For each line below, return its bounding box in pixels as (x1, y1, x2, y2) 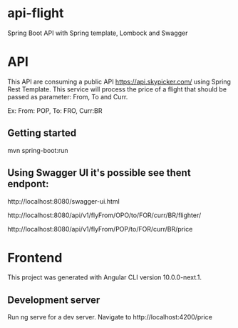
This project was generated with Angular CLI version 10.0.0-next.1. (7, 273, 202, 282)
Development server (7, 294, 100, 306)
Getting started (7, 127, 77, 139)
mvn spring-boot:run (7, 146, 68, 154)
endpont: (7, 178, 49, 190)
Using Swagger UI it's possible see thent (7, 167, 191, 179)
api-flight (7, 5, 64, 21)
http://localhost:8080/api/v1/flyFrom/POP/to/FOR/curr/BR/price (7, 224, 193, 233)
